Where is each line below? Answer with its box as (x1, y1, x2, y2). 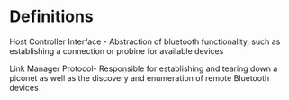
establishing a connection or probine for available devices (9, 45, 224, 56)
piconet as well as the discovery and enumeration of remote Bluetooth (9, 72, 270, 83)
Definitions (9, 6, 95, 27)
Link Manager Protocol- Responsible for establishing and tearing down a (9, 63, 278, 74)
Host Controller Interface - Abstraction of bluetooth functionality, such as (9, 36, 281, 47)
